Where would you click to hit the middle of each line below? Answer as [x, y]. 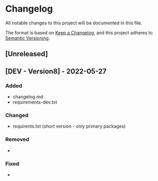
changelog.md [28, 97]
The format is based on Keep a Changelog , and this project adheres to [79, 32]
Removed [17, 139]
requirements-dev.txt [35, 102]
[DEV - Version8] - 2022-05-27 [56, 71]
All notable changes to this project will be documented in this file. [74, 23]
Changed [17, 115]
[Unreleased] [27, 54]
